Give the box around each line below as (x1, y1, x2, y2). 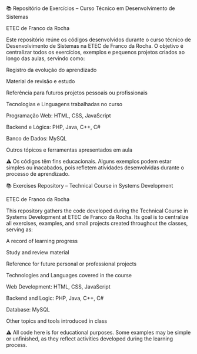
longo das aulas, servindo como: (6, 55, 85, 62)
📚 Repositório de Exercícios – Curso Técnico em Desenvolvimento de (6, 5, 175, 12)
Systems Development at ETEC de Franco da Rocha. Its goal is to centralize (6, 214, 189, 220)
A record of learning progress (6, 238, 78, 244)
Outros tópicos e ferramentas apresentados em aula (6, 146, 133, 153)
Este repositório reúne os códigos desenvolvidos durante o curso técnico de (6, 36, 191, 43)
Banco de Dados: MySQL (6, 135, 67, 142)
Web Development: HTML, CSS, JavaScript (6, 283, 111, 290)
